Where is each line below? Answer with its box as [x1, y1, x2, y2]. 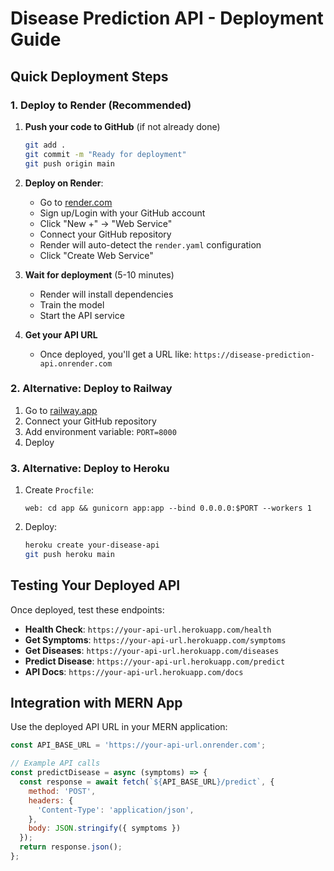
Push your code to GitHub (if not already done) [24, 120, 221, 132]
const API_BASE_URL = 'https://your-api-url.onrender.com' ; [10, 740, 267, 751]
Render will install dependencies [39, 288, 174, 300]
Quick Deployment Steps [10, 68, 169, 85]
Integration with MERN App [10, 695, 183, 712]
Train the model [39, 298, 105, 311]
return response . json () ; [19, 842, 123, 852]
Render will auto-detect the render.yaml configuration [39, 238, 262, 251]
